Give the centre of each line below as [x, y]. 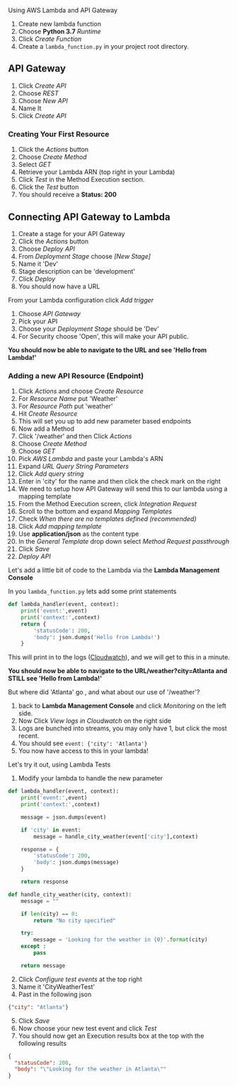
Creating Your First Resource [59, 134]
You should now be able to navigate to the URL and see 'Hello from [108, 350]
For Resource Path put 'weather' [65, 407]
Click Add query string [51, 474]
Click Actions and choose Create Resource [81, 391]
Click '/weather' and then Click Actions [75, 436]
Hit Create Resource [48, 414]
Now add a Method [46, 429]
